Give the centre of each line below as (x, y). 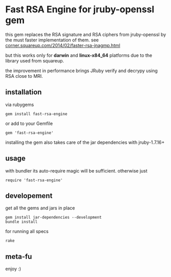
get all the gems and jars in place (40, 208)
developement (29, 196)
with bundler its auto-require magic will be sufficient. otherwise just (76, 171)
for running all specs (27, 231)
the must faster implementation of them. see (52, 40)
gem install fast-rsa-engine (36, 114)
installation (24, 92)
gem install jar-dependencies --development (54, 218)
